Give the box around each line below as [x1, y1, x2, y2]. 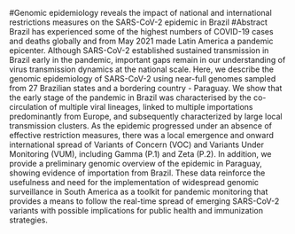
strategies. [9, 214, 49, 225]
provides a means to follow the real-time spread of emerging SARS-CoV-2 [9, 196, 280, 207]
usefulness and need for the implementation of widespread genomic [9, 177, 260, 187]
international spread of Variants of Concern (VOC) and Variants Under [9, 139, 264, 150]
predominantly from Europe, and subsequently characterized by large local [9, 111, 283, 121]
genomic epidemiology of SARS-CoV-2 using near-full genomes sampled [9, 74, 276, 83]
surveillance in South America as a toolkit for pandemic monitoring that [9, 186, 268, 197]
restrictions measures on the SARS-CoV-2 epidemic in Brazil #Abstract [9, 17, 268, 27]
